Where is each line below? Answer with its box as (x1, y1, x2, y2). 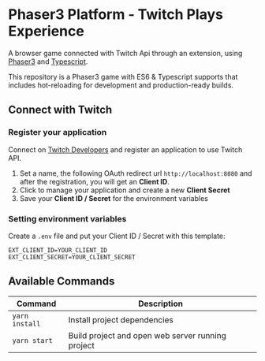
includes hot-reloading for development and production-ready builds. (8, 80, 234, 90)
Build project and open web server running (68, 329, 226, 341)
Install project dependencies (68, 314, 174, 325)
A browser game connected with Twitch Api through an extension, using (8, 48, 243, 58)
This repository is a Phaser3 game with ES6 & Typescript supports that (8, 72, 238, 81)
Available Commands (8, 274, 115, 288)
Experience (8, 22, 84, 40)
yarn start (12, 336, 53, 344)
